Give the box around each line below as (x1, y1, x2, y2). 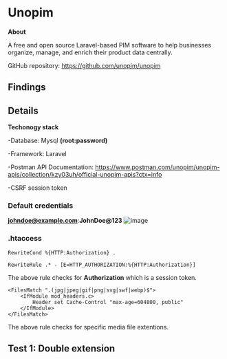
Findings (8, 81, 47, 94)
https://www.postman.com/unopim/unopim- (94, 163, 220, 171)
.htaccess (8, 234, 42, 243)
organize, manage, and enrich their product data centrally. (8, 48, 173, 56)
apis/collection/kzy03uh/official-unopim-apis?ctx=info (8, 171, 162, 179)
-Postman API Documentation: (8, 163, 94, 171)
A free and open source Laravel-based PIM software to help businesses (8, 41, 212, 49)
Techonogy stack (8, 123, 59, 131)
